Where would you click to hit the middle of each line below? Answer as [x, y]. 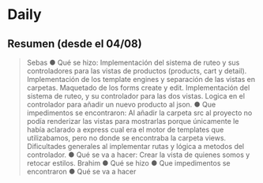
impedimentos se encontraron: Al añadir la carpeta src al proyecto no [139, 113]
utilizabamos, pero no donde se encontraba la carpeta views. [126, 138]
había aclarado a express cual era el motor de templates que [125, 129]
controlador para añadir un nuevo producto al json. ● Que [121, 105]
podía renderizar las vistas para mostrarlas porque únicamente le [133, 121]
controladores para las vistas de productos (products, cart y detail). [137, 71]
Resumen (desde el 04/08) [75, 44]
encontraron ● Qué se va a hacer [81, 172]
